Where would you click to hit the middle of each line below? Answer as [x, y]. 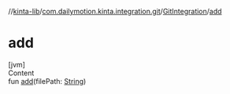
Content [21, 73]
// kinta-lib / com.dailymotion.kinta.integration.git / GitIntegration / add [115, 11]
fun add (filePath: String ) [47, 81]
